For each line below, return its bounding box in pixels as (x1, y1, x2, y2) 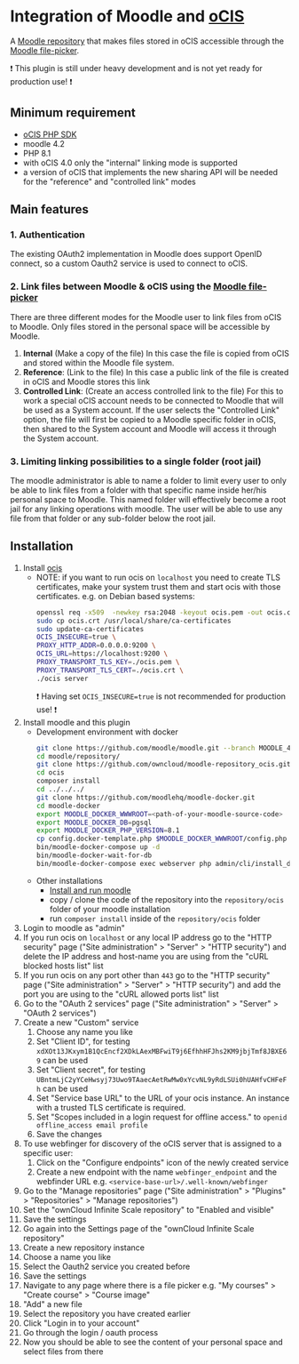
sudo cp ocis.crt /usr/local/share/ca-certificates (35, 616, 232, 625)
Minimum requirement (10, 105, 136, 121)
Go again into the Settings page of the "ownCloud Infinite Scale (22, 1223, 255, 1233)
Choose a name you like (22, 1251, 112, 1262)
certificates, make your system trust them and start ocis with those (35, 581, 281, 592)
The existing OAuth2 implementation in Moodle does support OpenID (10, 249, 263, 260)
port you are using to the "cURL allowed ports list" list (22, 989, 220, 999)
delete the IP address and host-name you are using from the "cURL (22, 951, 269, 961)
